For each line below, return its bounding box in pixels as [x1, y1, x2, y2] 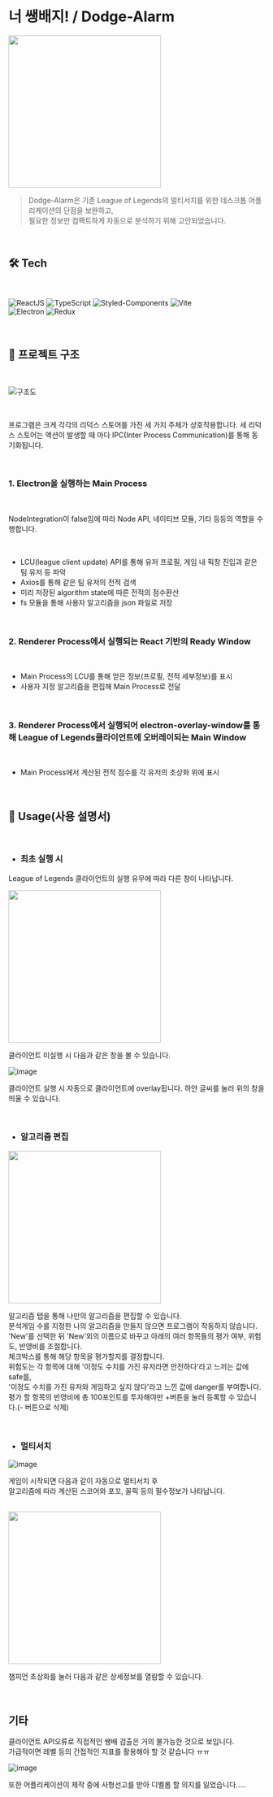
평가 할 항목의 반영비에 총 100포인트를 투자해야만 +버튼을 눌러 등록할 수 [8, 1391, 236, 1402]
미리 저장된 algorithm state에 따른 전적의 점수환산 [19, 587, 180, 597]
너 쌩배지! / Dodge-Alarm [8, 7, 175, 26]
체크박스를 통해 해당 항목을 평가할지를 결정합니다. [8, 1351, 165, 1361]
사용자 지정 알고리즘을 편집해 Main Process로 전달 [19, 682, 181, 692]
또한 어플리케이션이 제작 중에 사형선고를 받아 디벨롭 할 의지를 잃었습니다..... [8, 1779, 246, 1789]
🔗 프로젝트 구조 [8, 348, 80, 362]
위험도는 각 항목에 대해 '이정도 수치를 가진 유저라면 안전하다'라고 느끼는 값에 [8, 1361, 249, 1371]
